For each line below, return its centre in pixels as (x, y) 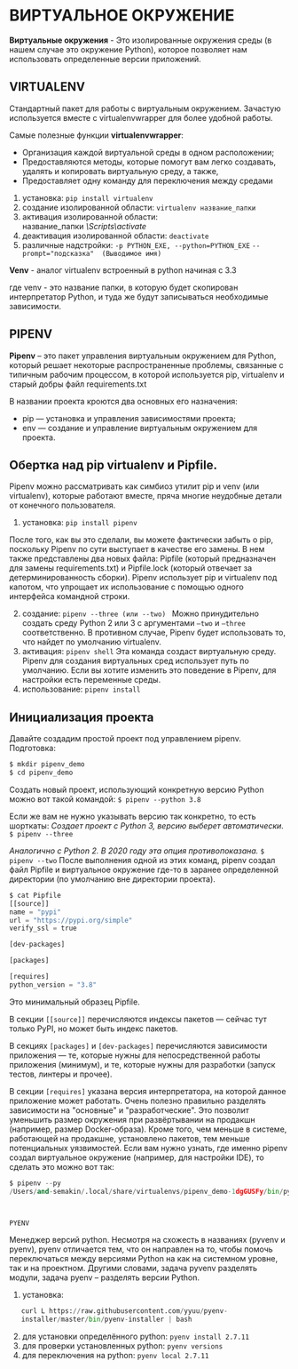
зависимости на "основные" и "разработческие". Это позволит (129, 1110)
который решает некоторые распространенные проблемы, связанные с (146, 364)
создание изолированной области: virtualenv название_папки (139, 207)
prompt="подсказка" (58, 253)
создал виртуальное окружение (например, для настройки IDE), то (137, 1157)
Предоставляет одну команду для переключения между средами (147, 180)
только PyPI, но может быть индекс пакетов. (94, 1029)
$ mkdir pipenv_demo (47, 765)
